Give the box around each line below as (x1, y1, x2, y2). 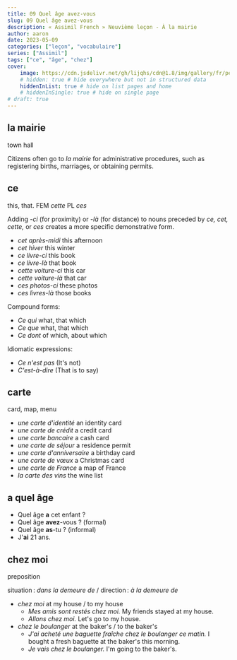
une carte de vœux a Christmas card (17, 456, 125, 465)
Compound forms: (7, 302, 61, 311)
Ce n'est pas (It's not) (17, 358, 81, 367)
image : (20, 69, 39, 76)
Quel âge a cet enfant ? (17, 510, 86, 519)
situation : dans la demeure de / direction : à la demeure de (7, 586, 178, 594)
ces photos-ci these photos (17, 281, 98, 290)
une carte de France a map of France (17, 464, 126, 472)
